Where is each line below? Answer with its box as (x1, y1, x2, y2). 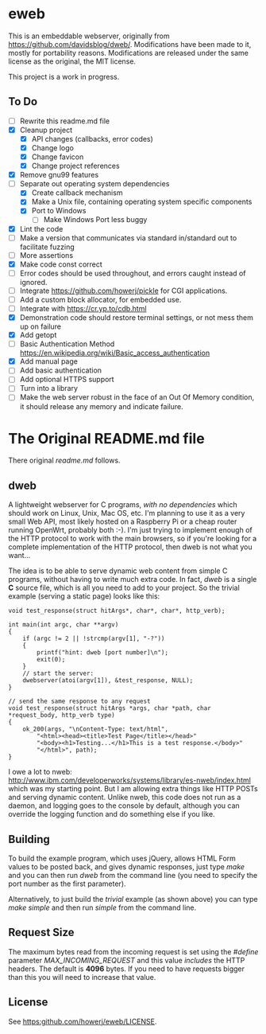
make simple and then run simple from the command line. (8, 903, 197, 912)
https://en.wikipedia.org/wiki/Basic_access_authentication (19, 348, 210, 358)
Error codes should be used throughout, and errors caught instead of (19, 268, 246, 278)
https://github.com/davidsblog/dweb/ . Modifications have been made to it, (8, 39, 252, 49)
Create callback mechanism (31, 188, 123, 197)
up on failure (19, 322, 62, 331)
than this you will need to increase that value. (8, 972, 156, 981)
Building (8, 833, 50, 846)
